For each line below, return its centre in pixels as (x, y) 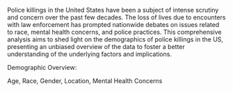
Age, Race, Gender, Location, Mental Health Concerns (85, 81)
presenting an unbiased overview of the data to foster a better (96, 47)
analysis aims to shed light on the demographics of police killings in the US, (115, 39)
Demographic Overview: (42, 67)
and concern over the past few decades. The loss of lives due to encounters (116, 17)
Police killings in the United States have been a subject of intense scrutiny (113, 10)
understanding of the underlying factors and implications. (90, 54)
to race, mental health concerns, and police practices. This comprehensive (114, 32)
